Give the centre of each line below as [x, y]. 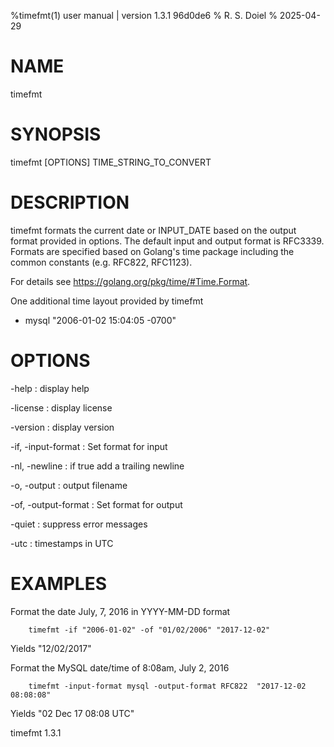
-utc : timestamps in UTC [62, 543]
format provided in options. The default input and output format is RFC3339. [167, 241]
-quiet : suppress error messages [79, 524]
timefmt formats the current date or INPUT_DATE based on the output [153, 230]
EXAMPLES [58, 583]
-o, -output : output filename [69, 485]
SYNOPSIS [56, 134]
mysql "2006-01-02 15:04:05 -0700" [100, 320]
